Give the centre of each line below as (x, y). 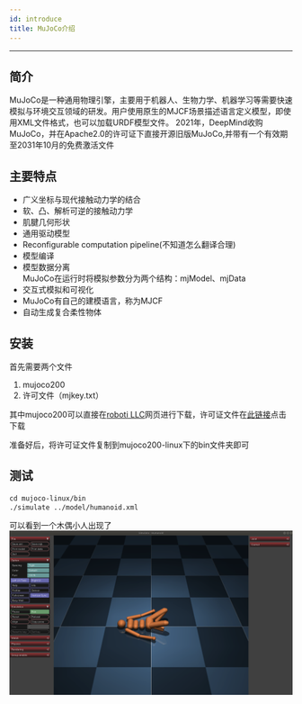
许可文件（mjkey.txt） (63, 395)
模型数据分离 (46, 267)
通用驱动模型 (46, 233)
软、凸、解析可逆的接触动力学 (77, 211)
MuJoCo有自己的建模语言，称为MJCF (93, 301)
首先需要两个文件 (41, 366)
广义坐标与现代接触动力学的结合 (81, 200)
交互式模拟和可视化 (58, 290)
